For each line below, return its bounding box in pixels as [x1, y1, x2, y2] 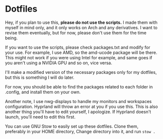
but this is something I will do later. [5, 74, 74, 80]
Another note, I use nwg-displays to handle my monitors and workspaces [5, 98, 152, 104]
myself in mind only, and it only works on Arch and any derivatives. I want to [5, 24, 158, 30]
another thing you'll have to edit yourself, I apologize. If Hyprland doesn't [5, 108, 151, 115]
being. [5, 35, 18, 41]
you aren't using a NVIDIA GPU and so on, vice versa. [5, 60, 112, 66]
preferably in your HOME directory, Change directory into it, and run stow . [5, 128, 156, 134]
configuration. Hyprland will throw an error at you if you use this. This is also [5, 104, 158, 109]
